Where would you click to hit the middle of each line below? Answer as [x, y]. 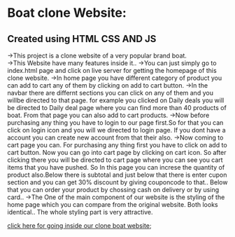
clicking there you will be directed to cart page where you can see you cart [115, 160]
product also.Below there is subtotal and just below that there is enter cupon [117, 175]
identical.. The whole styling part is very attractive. [80, 212]
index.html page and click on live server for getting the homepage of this [112, 70]
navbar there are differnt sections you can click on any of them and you [110, 93]
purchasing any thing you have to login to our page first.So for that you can [115, 123]
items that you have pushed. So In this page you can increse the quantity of [116, 167]
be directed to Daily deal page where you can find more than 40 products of [117, 108]
